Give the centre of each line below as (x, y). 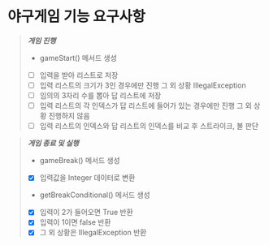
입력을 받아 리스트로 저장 (79, 75)
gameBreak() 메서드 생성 (80, 161)
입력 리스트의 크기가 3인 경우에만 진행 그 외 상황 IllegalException (143, 85)
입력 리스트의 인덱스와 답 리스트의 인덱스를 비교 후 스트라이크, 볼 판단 (149, 126)
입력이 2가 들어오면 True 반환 (86, 213)
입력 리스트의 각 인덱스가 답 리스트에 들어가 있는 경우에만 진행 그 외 (146, 105)
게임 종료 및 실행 (53, 144)
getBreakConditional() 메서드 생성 (95, 195)
